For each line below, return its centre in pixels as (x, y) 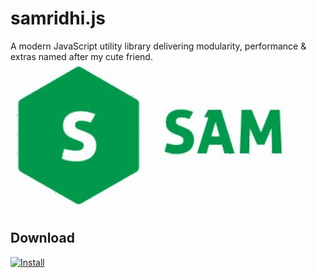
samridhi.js (58, 18)
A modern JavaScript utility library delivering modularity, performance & (158, 46)
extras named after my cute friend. (81, 56)
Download (42, 238)
